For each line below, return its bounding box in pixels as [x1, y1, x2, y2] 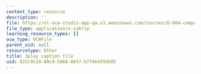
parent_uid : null [6, 42, 50, 48]
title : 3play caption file [6, 53, 74, 59]
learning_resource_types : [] [6, 31, 79, 37]
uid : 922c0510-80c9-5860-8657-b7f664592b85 [6, 58, 117, 64]
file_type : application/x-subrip [6, 25, 90, 32]
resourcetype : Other [6, 48, 58, 54]
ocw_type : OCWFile [6, 36, 52, 42]
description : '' [6, 14, 47, 20]
